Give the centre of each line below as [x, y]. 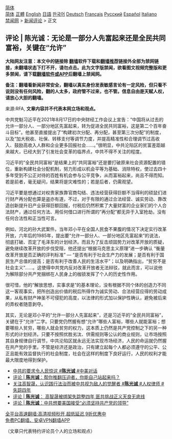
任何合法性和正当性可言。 [32, 218]
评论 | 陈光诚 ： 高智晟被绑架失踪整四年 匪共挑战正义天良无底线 [79, 396]
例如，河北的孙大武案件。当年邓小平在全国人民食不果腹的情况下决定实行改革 [86, 229]
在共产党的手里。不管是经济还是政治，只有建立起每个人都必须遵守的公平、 [84, 347]
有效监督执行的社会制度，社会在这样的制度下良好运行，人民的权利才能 [93, 353]
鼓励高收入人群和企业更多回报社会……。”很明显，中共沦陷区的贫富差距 [88, 145]
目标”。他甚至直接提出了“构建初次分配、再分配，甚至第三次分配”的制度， [87, 132]
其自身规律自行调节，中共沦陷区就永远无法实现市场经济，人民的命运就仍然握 [86, 341]
